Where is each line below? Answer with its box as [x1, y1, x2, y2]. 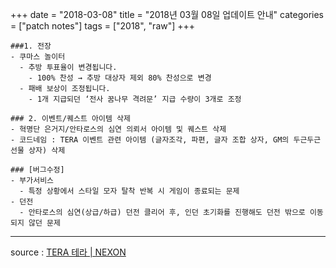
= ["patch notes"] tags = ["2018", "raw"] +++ [10, 20, 196, 32]
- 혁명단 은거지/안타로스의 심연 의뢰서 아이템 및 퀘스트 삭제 [10, 124, 227, 134]
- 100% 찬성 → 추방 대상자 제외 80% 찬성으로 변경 [28, 73, 212, 83]
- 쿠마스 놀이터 [10, 52, 66, 62]
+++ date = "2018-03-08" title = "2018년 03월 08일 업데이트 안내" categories [10, 9, 324, 20]
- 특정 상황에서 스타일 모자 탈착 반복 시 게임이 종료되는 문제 [19, 186, 240, 196]
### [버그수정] [10, 165, 65, 175]
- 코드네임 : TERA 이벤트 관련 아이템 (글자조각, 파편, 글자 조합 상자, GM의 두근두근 [10, 135, 322, 145]
